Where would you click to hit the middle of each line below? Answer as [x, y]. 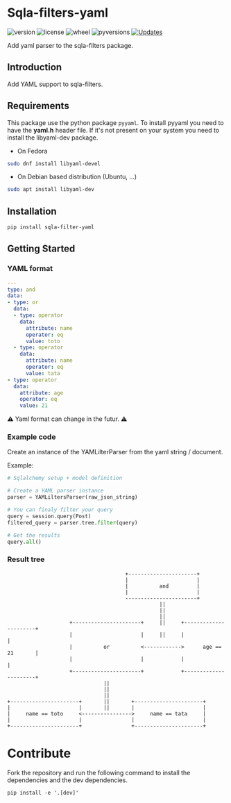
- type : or [23, 303]
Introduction [35, 67]
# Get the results [34, 535]
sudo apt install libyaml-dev [51, 190]
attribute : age [42, 393]
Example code [32, 437]
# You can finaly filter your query [60, 510]
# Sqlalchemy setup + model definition [65, 478]
